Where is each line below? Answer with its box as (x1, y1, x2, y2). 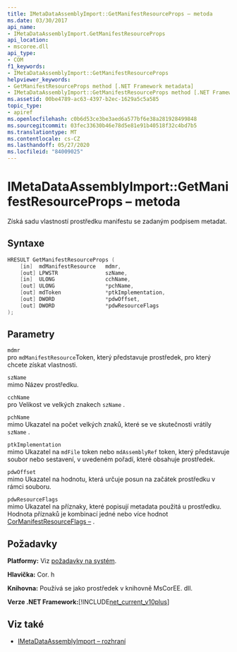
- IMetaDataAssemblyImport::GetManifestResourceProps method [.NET (7, 89, 210, 96)
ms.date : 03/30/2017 (7, 17, 68, 24)
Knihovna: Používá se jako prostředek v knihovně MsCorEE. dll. (7, 584, 193, 593)
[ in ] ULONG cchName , (20, 276, 131, 283)
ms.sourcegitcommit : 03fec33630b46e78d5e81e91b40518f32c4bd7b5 (7, 121, 197, 129)
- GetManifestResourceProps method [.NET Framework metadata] (7, 83, 194, 90)
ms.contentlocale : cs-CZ (7, 135, 80, 142)
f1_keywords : (7, 63, 46, 70)
